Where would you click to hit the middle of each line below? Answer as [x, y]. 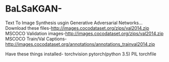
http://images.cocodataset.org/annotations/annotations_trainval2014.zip [80, 44]
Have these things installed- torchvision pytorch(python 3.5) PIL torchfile [81, 54]
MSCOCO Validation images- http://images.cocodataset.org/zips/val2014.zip [84, 33]
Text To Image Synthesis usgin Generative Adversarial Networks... [74, 23]
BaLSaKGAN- [34, 9]
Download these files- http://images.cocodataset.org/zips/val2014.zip [77, 28]
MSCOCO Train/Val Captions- [36, 39]
